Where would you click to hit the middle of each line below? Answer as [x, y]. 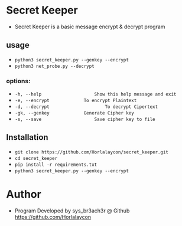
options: [18, 81]
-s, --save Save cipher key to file [85, 119]
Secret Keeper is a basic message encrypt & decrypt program [90, 27]
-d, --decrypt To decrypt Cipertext [86, 107]
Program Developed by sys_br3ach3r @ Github [72, 211]
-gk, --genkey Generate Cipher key [74, 113]
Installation [27, 137]
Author [24, 194]
